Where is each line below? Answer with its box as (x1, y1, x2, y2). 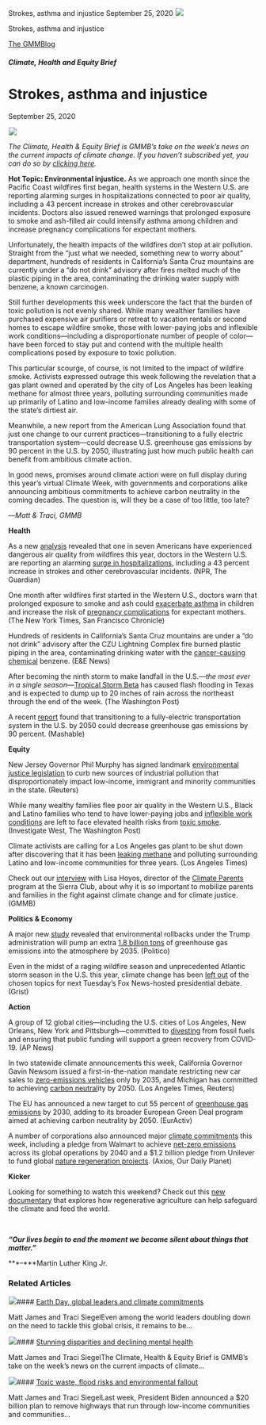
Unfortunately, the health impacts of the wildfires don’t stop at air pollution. (8, 239, 253, 249)
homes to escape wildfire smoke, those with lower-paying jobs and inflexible (8, 322, 258, 332)
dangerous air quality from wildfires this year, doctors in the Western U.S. (8, 550, 248, 559)
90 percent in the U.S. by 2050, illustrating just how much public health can (8, 446, 254, 455)
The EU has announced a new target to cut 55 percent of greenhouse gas (8, 1098, 249, 1108)
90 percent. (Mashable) (8, 729, 85, 738)
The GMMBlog (8, 40, 55, 48)
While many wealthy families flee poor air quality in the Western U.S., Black (8, 800, 253, 810)
